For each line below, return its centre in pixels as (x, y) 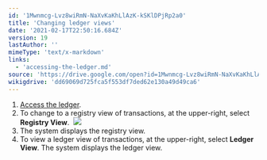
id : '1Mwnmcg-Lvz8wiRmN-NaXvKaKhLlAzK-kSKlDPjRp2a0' (97, 15)
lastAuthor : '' (33, 45)
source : (21, 74)
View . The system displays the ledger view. (91, 147)
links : (19, 60)
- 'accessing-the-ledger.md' (64, 67)
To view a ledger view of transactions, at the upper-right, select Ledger (137, 139)
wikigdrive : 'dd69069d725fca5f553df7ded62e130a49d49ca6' (104, 82)
